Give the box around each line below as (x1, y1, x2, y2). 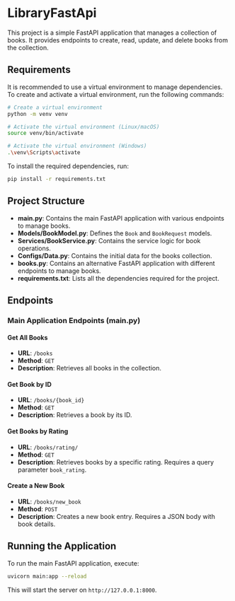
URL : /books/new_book (17, 497, 81, 506)
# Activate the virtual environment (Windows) (7, 143, 147, 150)
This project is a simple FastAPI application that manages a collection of (7, 28, 217, 37)
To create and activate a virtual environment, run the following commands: (7, 90, 224, 98)
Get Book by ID (7, 380, 52, 388)
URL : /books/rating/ (17, 443, 79, 451)
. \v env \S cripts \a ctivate (7, 149, 81, 156)
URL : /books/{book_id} (17, 396, 85, 404)
